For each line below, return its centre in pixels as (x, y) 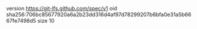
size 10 (46, 21)
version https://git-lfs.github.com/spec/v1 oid (62, 8)
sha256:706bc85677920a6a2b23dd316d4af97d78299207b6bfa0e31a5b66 (99, 14)
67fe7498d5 (21, 21)
